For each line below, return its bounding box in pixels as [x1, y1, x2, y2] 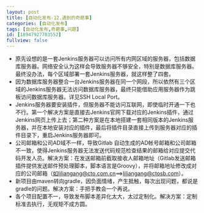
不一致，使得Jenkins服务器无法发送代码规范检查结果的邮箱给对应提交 [15, 147, 191, 154]
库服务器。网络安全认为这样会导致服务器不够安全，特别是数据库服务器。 [15, 62, 197, 70]
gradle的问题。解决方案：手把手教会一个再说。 [15, 185, 133, 192]
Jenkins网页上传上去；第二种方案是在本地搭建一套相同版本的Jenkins [15, 116, 189, 123]
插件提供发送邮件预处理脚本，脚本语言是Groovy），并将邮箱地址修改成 [15, 162, 192, 169]
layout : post [6, 9, 40, 15]
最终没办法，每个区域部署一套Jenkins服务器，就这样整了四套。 [15, 70, 174, 77]
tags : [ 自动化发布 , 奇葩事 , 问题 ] [6, 26, 79, 32]
